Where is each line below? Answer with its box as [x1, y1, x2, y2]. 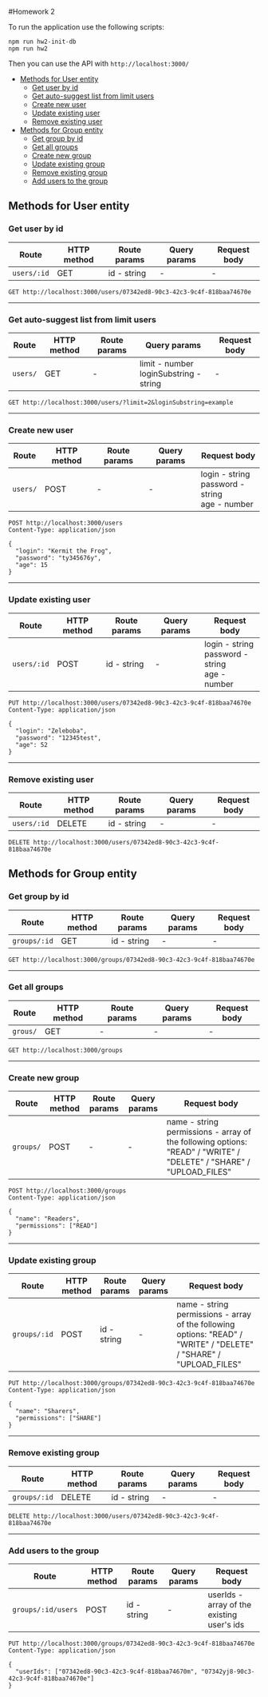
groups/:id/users [12, 1605, 78, 1615]
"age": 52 [15, 741, 48, 749]
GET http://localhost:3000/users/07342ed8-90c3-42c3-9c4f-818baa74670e [8, 288, 251, 296]
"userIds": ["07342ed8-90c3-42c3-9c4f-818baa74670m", [15, 1667, 198, 1676]
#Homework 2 [8, 7, 56, 16]
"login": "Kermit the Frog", [15, 547, 112, 555]
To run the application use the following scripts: [8, 22, 165, 31]
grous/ [12, 1027, 37, 1036]
